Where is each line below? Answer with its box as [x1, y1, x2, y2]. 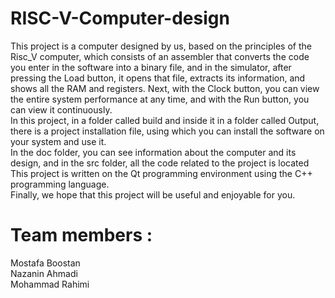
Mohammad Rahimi [10, 278, 90, 290]
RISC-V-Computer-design [10, 7, 230, 30]
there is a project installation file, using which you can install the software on [10, 125, 325, 137]
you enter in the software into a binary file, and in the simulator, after [10, 61, 292, 73]
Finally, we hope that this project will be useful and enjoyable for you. [10, 188, 296, 201]
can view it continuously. [10, 103, 113, 116]
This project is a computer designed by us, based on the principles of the [10, 40, 312, 52]
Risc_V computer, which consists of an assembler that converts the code [10, 50, 310, 62]
